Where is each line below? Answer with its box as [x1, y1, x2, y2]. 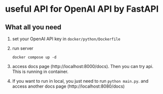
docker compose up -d [12, 55, 56, 60]
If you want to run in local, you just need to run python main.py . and [12, 78, 149, 84]
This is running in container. [12, 69, 69, 74]
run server [12, 46, 33, 51]
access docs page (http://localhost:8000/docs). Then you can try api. [12, 64, 154, 69]
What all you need [5, 23, 61, 31]
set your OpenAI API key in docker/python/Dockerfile [12, 36, 121, 42]
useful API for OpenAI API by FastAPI [5, 3, 159, 15]
